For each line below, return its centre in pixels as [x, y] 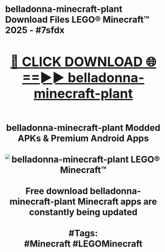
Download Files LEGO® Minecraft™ [77, 20]
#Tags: [83, 233]
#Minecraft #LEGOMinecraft [83, 244]
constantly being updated [83, 212]
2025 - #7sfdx [35, 30]
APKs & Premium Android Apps [83, 138]
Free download [57, 191]
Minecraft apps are [117, 201]
